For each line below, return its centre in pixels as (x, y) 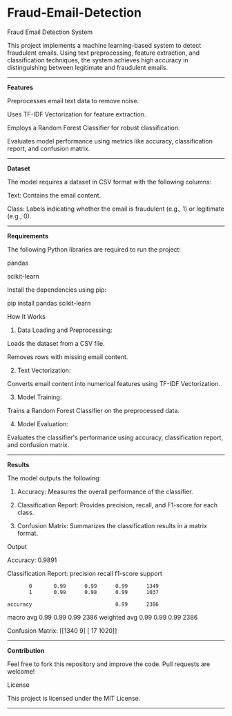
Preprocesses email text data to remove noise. (73, 101)
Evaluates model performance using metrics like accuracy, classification (110, 141)
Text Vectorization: (44, 370)
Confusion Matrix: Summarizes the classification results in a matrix (112, 525)
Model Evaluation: (43, 424)
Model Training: (39, 397)
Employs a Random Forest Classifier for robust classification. (94, 128)
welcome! (21, 671)
